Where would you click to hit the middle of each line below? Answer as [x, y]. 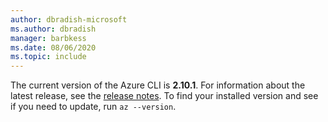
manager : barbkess [48, 38]
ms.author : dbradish [53, 29]
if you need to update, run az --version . [93, 107]
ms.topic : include [48, 57]
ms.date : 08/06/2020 [53, 47]
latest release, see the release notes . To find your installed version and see [164, 96]
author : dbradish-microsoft [69, 19]
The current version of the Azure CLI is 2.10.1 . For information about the [158, 85]
